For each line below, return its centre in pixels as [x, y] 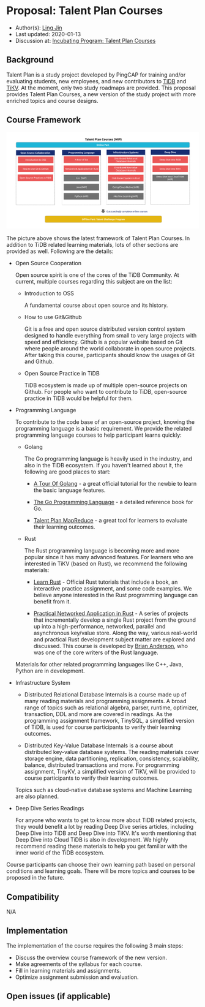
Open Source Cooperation [48, 263]
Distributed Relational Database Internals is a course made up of [105, 695]
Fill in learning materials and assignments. [68, 970]
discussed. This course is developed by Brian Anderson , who [111, 646]
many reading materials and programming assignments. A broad [105, 701]
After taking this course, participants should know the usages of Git [109, 355]
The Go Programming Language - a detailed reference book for [113, 502]
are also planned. [37, 796]
